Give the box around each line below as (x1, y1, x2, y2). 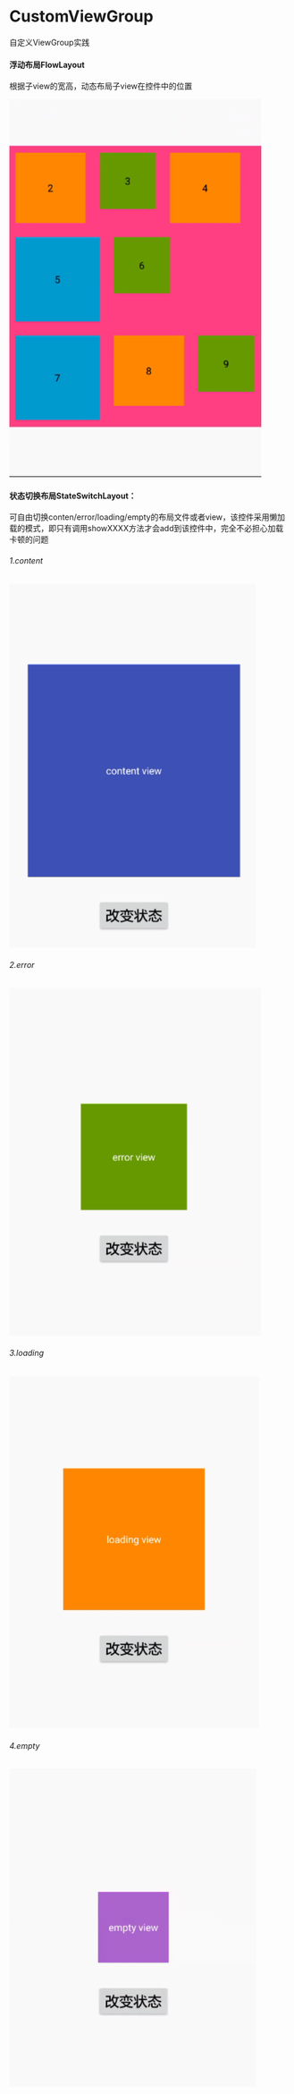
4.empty (9, 1740, 40, 1751)
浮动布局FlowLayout (9, 59, 85, 70)
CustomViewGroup (9, 6, 154, 27)
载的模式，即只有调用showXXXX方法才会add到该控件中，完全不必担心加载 (9, 523, 284, 534)
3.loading (9, 1348, 45, 1359)
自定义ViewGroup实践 (9, 37, 90, 47)
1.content (9, 555, 43, 565)
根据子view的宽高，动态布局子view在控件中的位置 (9, 81, 193, 91)
